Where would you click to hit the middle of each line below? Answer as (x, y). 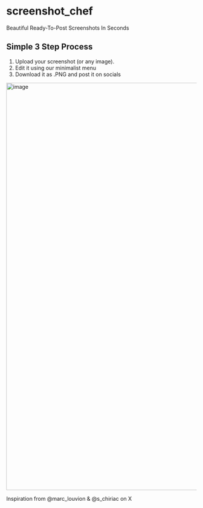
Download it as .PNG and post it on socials (68, 74)
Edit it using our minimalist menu (56, 68)
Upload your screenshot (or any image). (65, 61)
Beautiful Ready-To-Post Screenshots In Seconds (68, 28)
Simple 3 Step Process (50, 47)
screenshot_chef (50, 11)
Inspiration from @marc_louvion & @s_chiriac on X (69, 498)
